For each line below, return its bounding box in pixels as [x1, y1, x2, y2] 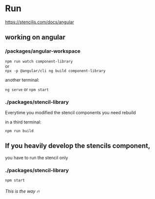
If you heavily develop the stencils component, [5, 142, 151, 150]
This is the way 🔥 [5, 188, 40, 194]
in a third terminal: [5, 119, 41, 125]
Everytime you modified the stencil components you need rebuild [5, 109, 136, 115]
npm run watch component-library [5, 59, 73, 64]
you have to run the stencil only [5, 155, 68, 160]
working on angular [5, 33, 66, 41]
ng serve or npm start [5, 86, 49, 92]
